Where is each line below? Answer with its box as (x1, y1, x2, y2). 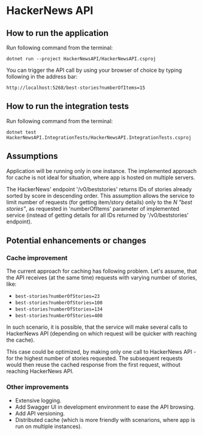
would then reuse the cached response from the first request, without (6, 361, 181, 368)
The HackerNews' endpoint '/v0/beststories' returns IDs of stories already (6, 185, 192, 192)
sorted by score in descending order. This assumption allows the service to (6, 192, 194, 199)
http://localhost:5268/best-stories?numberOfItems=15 (6, 85, 146, 91)
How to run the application (6, 28, 109, 38)
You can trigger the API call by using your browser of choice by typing (6, 66, 182, 74)
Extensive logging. (15, 396, 62, 404)
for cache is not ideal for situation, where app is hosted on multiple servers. (6, 174, 196, 181)
